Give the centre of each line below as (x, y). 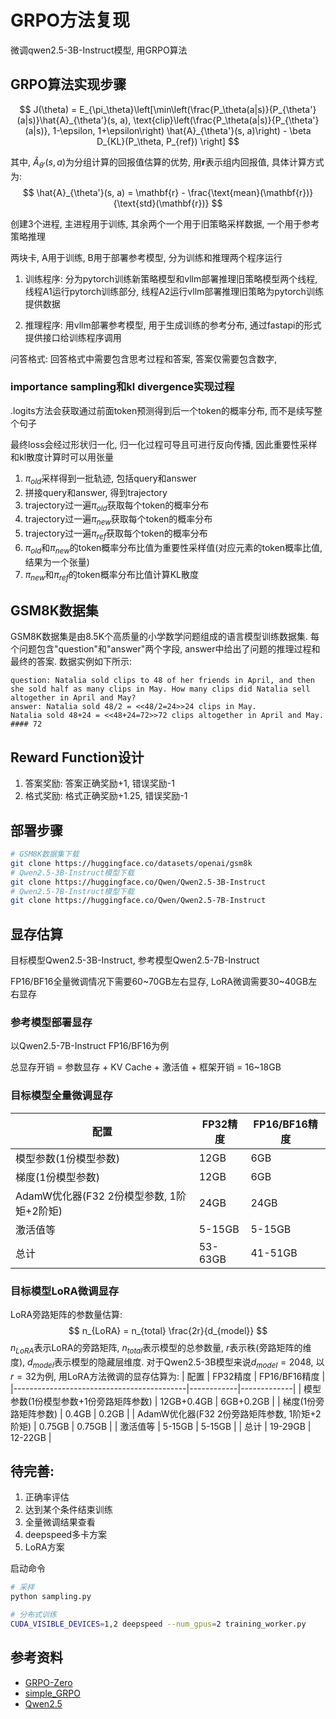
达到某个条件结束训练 (68, 1510)
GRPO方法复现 (70, 20)
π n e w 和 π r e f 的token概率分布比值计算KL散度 (111, 575)
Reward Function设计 (77, 757)
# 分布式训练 (33, 1615)
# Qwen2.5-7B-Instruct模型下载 (72, 891)
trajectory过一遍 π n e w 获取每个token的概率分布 (118, 520)
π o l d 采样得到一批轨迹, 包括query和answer (110, 479)
